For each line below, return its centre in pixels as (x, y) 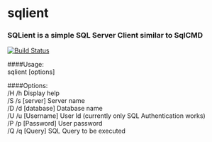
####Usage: (26, 65)
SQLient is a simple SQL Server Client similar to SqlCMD (105, 35)
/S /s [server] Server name (46, 101)
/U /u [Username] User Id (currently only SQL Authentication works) (106, 116)
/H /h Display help (34, 93)
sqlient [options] (31, 72)
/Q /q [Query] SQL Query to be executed (67, 131)
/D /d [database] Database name (55, 109)
